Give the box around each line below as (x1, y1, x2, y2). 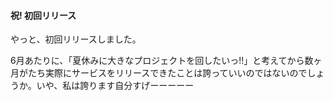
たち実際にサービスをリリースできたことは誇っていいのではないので (27, 67, 308, 79)
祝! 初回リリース (10, 9, 77, 21)
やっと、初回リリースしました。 (10, 33, 142, 45)
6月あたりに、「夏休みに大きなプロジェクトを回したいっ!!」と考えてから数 (10, 55, 314, 67)
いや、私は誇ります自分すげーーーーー (36, 80, 195, 92)
